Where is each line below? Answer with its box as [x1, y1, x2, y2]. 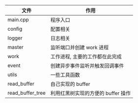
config [7, 25, 23, 32]
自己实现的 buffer [50, 81, 91, 87]
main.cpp [7, 17, 29, 23]
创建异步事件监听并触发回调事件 [50, 62, 124, 69]
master [7, 44, 23, 50]
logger [7, 35, 23, 41]
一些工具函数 [50, 72, 80, 78]
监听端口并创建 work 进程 [50, 44, 109, 51]
